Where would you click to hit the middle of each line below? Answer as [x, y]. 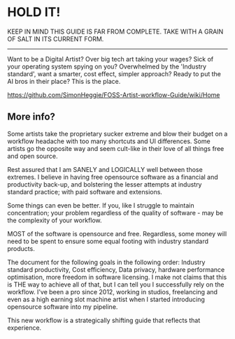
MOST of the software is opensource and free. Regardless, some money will [117, 233]
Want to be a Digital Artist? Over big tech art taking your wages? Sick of [111, 59]
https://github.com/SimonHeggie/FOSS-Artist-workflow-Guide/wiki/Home [114, 94]
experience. [24, 327]
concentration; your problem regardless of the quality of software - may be [115, 212]
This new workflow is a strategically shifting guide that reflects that [104, 320]
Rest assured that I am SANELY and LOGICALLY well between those [105, 169]
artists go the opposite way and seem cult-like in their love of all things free [116, 148]
